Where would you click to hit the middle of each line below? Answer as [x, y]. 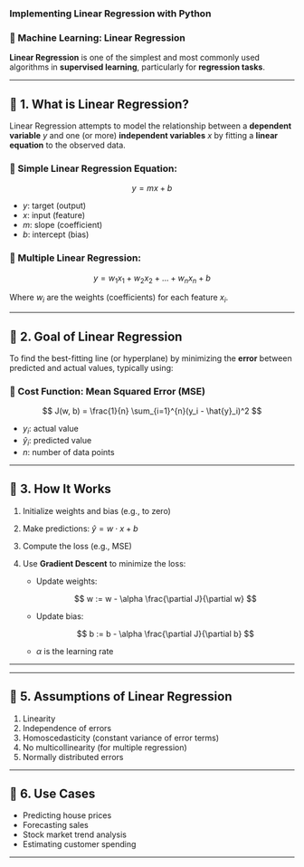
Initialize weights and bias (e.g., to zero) [97, 510]
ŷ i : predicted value [57, 442]
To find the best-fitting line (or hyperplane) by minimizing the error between [151, 358]
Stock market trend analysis [74, 834]
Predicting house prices [67, 815]
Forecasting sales [55, 825]
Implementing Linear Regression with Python [110, 14]
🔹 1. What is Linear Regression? [100, 104]
